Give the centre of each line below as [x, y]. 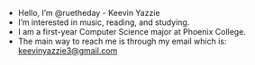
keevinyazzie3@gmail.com [68, 51]
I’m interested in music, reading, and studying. [104, 22]
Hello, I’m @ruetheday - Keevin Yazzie [89, 13]
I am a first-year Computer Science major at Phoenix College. [132, 32]
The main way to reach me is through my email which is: [122, 41]
